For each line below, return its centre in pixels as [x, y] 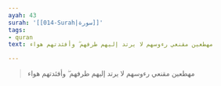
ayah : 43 [22, 15]
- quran [21, 37]
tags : [17, 30]
